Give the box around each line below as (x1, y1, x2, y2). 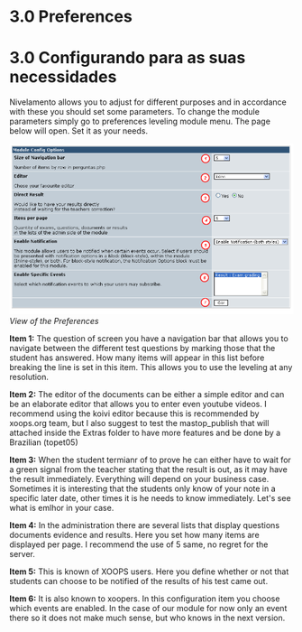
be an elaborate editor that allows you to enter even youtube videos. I (9, 398, 268, 409)
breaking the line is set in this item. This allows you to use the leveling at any (9, 361, 293, 372)
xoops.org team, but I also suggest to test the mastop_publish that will (9, 417, 270, 428)
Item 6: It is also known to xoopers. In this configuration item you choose (9, 593, 280, 604)
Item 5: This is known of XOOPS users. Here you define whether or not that (9, 566, 289, 577)
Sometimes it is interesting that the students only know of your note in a (9, 483, 277, 494)
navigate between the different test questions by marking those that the (9, 342, 276, 353)
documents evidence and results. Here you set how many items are (9, 529, 260, 540)
